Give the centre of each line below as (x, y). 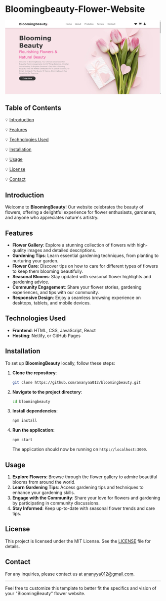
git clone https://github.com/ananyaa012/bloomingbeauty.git (77, 382)
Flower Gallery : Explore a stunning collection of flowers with (74, 245)
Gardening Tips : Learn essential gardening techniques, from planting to (85, 255)
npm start (22, 440)
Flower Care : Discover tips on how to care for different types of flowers (85, 266)
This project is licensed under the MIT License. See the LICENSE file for (78, 541)
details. (13, 546)
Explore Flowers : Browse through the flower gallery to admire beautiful (85, 477)
